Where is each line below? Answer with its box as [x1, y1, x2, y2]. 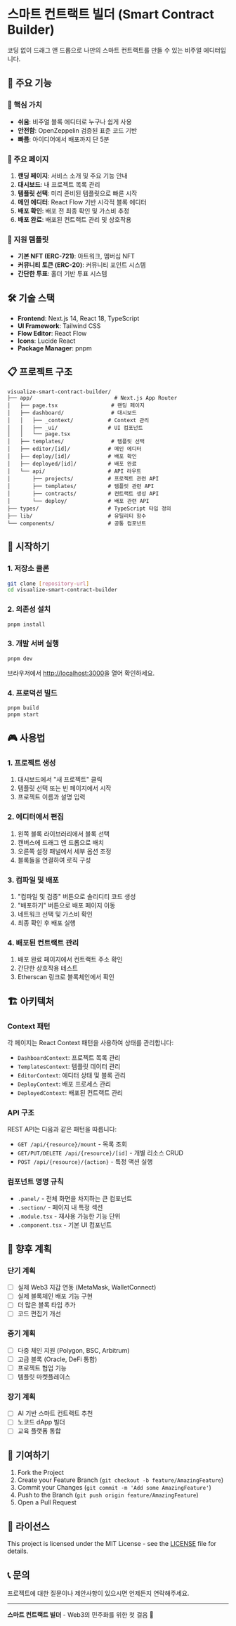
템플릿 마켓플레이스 [17, 1372, 71, 1381]
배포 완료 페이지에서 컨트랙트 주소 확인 [17, 955, 123, 964]
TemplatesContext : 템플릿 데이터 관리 [17, 1062, 121, 1070]
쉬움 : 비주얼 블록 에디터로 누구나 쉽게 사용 [17, 117, 132, 126]
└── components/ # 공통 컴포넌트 [7, 520, 147, 527]
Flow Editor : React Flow [17, 329, 87, 338]
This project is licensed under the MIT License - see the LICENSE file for [7, 1540, 216, 1548]
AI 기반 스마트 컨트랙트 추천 [17, 1409, 93, 1417]
